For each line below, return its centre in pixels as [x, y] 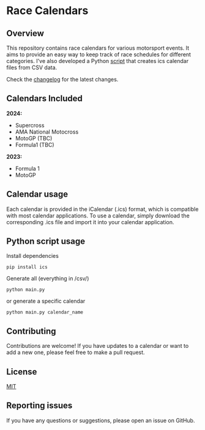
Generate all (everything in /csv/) [48, 279]
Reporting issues [39, 406]
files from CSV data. [32, 67]
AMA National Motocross [47, 132]
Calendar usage [37, 194]
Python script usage [46, 242]
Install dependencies [33, 256]
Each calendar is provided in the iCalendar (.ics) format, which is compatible [102, 209]
